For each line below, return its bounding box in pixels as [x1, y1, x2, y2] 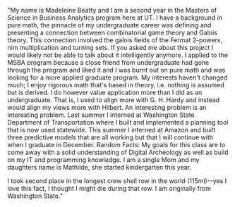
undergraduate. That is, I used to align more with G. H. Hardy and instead [7, 96, 220, 104]
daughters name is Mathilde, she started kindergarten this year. [7, 163, 192, 171]
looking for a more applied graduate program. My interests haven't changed [7, 73, 228, 82]
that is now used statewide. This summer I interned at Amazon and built [7, 126, 216, 134]
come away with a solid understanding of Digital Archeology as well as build [7, 148, 229, 156]
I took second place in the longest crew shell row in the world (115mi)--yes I [7, 177, 227, 185]
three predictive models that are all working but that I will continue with [7, 133, 214, 142]
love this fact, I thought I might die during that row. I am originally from [7, 184, 212, 192]
